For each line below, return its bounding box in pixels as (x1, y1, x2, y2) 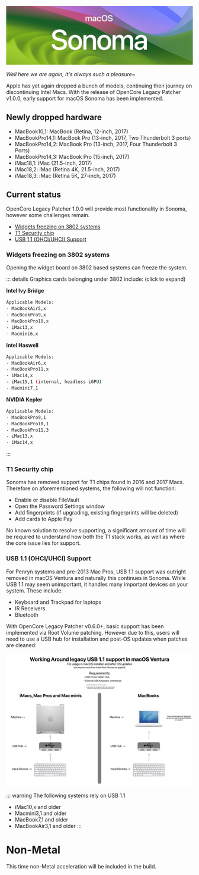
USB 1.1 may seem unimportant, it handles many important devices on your (6, 581, 188, 588)
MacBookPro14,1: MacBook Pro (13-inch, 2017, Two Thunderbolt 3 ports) (14, 134, 191, 142)
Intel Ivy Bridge (6, 287, 44, 294)
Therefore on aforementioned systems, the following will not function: (6, 485, 176, 492)
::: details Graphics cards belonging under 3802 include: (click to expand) (6, 275, 186, 283)
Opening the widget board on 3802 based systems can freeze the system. (6, 264, 188, 271)
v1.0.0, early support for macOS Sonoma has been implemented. (6, 95, 164, 102)
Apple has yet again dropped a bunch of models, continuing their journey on (6, 82, 192, 89)
